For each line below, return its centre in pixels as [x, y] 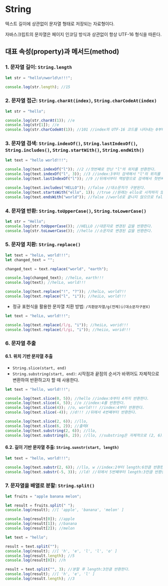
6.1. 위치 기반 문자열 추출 [29, 356]
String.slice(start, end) [39, 368]
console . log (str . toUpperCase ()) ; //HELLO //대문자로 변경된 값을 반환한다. [79, 226]
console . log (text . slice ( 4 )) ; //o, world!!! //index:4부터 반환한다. [75, 408]
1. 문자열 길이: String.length [39, 67]
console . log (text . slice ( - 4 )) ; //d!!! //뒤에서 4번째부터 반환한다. [71, 412]
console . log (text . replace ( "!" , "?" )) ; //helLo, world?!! [66, 292]
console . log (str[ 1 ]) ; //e [32, 125]
